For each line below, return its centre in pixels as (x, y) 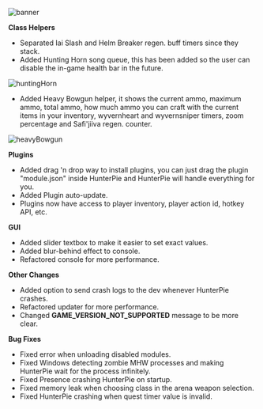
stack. (30, 51)
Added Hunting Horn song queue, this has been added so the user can (135, 60)
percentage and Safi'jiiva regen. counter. (86, 124)
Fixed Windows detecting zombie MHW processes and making (122, 363)
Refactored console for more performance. (89, 259)
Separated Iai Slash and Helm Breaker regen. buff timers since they (129, 43)
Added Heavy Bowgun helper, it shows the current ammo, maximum (130, 98)
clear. (28, 324)
